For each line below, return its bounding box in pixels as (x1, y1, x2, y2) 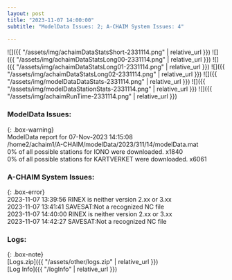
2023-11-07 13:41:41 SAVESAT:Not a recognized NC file (7, 202, 165, 211)
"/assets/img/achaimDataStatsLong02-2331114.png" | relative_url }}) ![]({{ (7, 70, 217, 78)
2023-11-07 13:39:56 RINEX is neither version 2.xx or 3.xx (7, 195, 172, 203)
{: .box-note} (7, 250, 44, 259)
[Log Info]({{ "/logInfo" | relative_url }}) (7, 265, 118, 274)
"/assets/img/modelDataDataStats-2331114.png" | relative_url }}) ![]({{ (7, 78, 206, 86)
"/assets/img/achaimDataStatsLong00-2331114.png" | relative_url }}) (16, 55, 211, 64)
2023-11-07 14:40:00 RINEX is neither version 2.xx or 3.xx (7, 209, 172, 218)
